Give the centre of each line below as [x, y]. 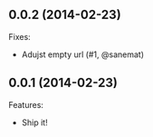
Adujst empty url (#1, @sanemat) [83, 54]
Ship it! [34, 122]
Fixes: [19, 36]
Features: [26, 104]
